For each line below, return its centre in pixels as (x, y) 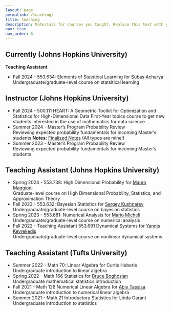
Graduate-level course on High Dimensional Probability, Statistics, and (87, 193)
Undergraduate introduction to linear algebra (60, 271)
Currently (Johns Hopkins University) (67, 54)
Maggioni (23, 188)
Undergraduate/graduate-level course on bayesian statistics (76, 210)
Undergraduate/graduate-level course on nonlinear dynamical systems (88, 237)
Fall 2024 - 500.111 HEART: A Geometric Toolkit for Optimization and (84, 110)
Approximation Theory (36, 199)
